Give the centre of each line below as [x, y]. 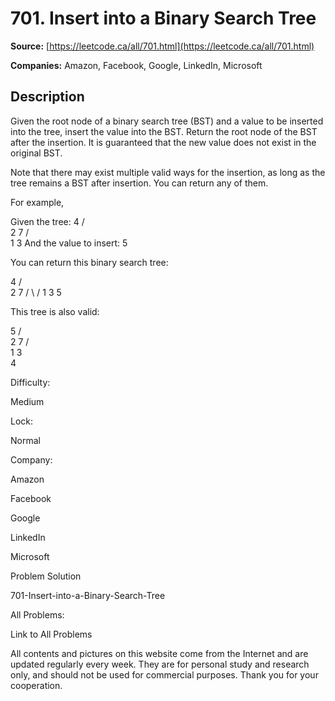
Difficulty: [30, 382]
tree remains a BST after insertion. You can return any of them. [139, 183]
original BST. [36, 153]
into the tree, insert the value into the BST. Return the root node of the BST [164, 131]
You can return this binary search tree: [89, 262]
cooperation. [36, 685]
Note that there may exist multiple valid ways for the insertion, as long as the [168, 172]
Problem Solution [46, 576]
